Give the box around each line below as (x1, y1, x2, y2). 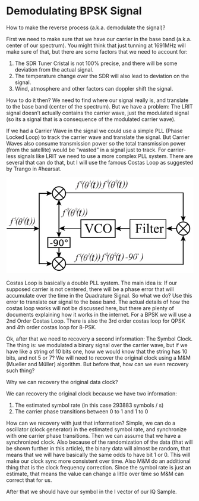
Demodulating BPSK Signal (6, 4, 142, 18)
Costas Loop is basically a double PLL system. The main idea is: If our (6, 279, 177, 287)
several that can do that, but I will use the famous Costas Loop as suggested (6, 159, 194, 166)
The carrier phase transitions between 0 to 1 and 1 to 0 (14, 408, 149, 415)
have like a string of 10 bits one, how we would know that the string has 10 (6, 348, 188, 355)
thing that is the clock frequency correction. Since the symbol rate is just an (6, 464, 191, 471)
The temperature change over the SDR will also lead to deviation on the (14, 72, 189, 79)
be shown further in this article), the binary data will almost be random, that (6, 445, 191, 452)
